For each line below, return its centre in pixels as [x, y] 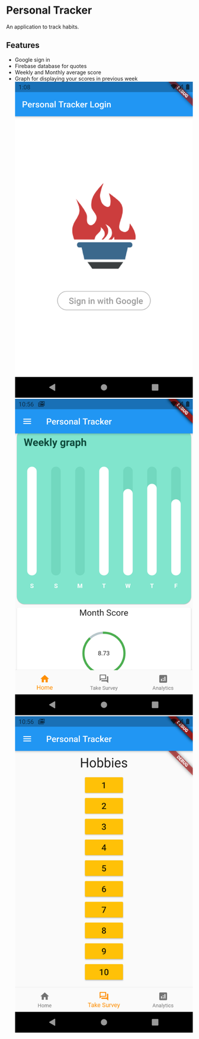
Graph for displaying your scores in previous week [76, 78]
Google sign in [32, 59]
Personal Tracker [49, 10]
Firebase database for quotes [51, 66]
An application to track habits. [43, 27]
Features [23, 45]
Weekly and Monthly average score [58, 72]
